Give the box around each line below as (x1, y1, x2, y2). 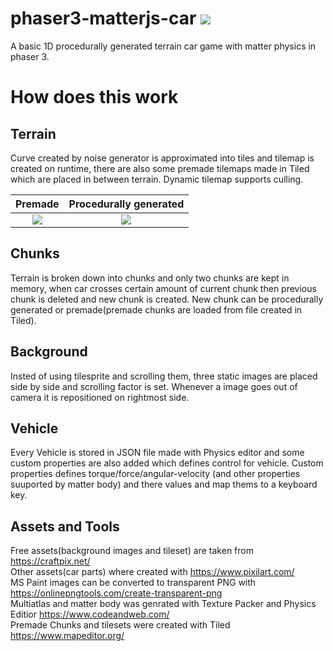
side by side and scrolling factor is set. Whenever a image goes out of (10, 380, 298, 392)
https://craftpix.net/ (10, 555, 91, 567)
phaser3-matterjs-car (10, 7, 197, 30)
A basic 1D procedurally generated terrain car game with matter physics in (10, 40, 317, 52)
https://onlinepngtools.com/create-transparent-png (10, 587, 223, 599)
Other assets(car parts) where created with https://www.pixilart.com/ (10, 566, 295, 578)
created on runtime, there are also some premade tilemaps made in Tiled (10, 162, 310, 174)
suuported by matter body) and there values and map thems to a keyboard (10, 478, 318, 491)
